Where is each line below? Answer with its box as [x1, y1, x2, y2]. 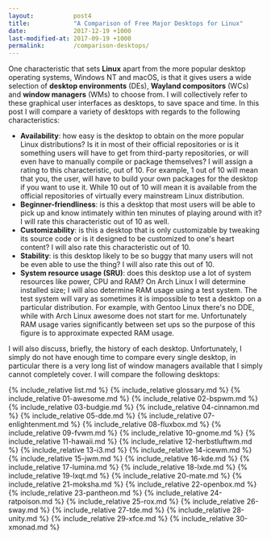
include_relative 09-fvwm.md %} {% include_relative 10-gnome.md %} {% [8, 428, 256, 438]
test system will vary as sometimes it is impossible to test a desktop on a [19, 294, 262, 303]
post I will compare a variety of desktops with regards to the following [8, 107, 240, 117]
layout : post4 [8, 11, 92, 20]
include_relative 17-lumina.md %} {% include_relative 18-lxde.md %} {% [8, 462, 248, 472]
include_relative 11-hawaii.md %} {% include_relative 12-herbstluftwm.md [8, 437, 252, 446]
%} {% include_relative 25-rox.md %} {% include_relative [53, 497, 245, 507]
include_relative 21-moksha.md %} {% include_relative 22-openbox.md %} [8, 479, 257, 489]
